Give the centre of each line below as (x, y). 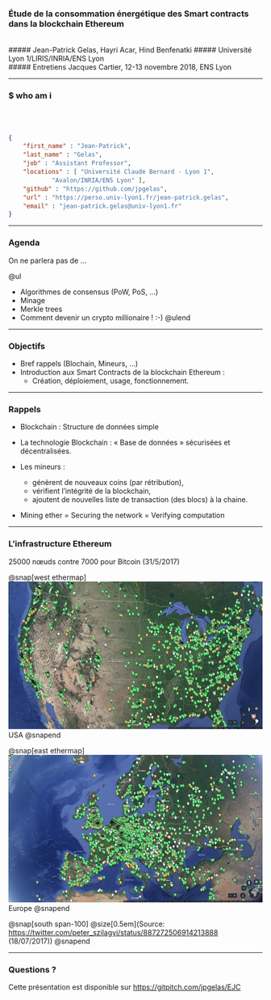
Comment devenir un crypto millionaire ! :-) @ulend (105, 317)
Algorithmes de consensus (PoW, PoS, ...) (89, 292)
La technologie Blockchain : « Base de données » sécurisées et (125, 443)
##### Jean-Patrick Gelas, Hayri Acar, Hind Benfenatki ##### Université (130, 50)
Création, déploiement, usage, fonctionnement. (110, 381)
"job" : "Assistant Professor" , (77, 163)
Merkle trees (41, 309)
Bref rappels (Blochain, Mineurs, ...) (79, 363)
